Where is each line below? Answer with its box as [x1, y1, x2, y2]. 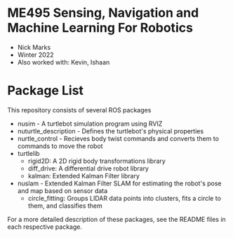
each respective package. [7, 223, 83, 231]
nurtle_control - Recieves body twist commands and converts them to [17, 134, 220, 143]
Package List [7, 83, 84, 99]
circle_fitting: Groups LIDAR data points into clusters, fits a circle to [27, 194, 221, 202]
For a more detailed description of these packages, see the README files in [7, 215, 226, 223]
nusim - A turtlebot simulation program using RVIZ [17, 119, 163, 128]
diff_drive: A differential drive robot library [27, 164, 149, 173]
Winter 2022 [17, 51, 54, 59]
